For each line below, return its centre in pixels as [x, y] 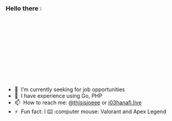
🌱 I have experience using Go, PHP [58, 96]
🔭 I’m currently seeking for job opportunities [69, 89]
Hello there [22, 8]
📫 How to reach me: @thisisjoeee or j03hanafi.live [78, 102]
